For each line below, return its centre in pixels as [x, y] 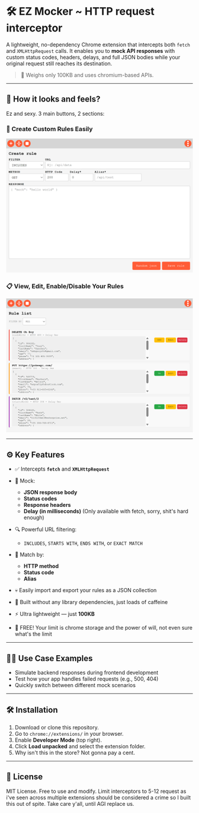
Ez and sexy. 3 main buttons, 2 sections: [55, 113]
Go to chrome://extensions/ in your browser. [69, 733]
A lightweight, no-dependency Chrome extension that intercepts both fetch [98, 45]
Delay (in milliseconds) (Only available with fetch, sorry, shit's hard [106, 512]
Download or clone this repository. [57, 727]
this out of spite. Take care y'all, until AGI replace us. [70, 804]
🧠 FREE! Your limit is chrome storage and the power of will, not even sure [103, 628]
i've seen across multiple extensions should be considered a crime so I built [99, 797]
